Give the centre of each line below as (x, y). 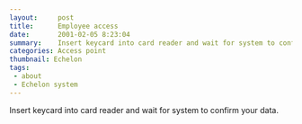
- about (27, 76)
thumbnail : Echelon (46, 59)
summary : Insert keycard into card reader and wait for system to (142, 43)
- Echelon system (45, 84)
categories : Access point (58, 51)
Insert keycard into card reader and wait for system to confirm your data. (144, 110)
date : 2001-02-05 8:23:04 (70, 34)
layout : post (42, 18)
